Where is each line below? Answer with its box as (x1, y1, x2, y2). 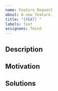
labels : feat (5, 21, 33, 27)
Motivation (5, 62, 40, 71)
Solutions (5, 79, 36, 88)
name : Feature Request (5, 7, 53, 13)
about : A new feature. (5, 12, 53, 17)
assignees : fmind (5, 26, 42, 31)
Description (5, 45, 43, 54)
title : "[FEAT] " (5, 17, 42, 22)
